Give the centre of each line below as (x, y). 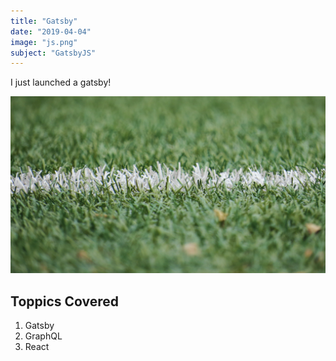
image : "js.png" (44, 42)
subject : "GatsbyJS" (53, 53)
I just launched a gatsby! (61, 82)
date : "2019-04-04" (51, 31)
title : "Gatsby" (44, 21)
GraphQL (43, 336)
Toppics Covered (65, 301)
